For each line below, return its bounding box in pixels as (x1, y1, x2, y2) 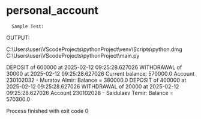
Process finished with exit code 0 (6, 107, 89, 114)
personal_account (6, 4, 99, 17)
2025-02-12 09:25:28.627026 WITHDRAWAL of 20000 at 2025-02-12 (6, 82, 179, 90)
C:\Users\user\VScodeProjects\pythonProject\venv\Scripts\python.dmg (6, 46, 182, 53)
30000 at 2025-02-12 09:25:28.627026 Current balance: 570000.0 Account (6, 70, 195, 77)
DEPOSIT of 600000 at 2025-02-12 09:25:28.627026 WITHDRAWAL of (6, 64, 182, 71)
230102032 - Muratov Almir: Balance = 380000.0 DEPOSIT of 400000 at (6, 76, 187, 84)
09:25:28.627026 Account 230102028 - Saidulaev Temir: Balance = (6, 89, 174, 96)
